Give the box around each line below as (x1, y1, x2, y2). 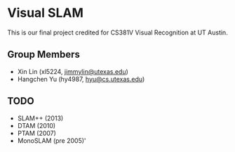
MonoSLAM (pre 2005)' (17, 136, 86, 145)
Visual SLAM (7, 5, 84, 21)
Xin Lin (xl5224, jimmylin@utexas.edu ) (17, 67, 128, 75)
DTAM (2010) (17, 121, 56, 129)
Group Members (7, 49, 81, 61)
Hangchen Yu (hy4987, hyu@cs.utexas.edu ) (17, 75, 145, 83)
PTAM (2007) (17, 129, 56, 137)
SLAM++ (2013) (17, 114, 64, 122)
